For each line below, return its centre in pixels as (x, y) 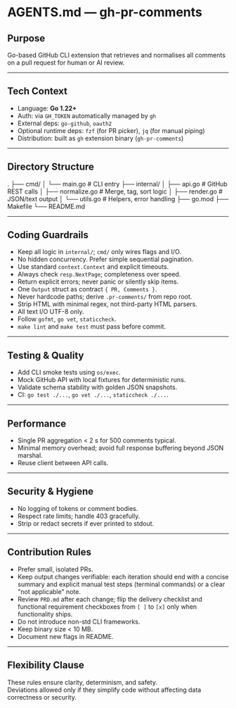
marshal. (30, 455)
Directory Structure (51, 167)
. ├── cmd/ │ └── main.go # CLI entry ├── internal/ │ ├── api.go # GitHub (118, 184)
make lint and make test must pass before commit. (92, 327)
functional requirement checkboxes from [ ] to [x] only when (107, 607)
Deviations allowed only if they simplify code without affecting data (104, 690)
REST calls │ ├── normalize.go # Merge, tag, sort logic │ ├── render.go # (115, 191)
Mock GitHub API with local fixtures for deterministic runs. (101, 380)
